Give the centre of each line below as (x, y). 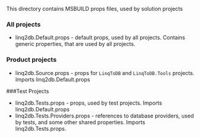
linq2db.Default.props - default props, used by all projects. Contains (100, 38)
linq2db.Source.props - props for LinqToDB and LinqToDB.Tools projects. (105, 73)
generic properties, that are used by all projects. (75, 44)
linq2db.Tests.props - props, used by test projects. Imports (88, 103)
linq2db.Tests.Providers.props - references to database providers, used (104, 116)
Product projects (32, 60)
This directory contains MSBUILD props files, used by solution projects (95, 9)
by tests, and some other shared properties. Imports (80, 122)
